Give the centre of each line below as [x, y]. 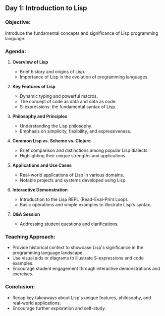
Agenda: [16, 51]
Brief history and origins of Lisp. [53, 71]
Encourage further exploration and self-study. [59, 308]
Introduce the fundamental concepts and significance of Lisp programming [82, 33]
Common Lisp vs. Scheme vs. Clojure [52, 140]
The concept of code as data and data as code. [68, 101]
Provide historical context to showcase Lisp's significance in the [78, 248]
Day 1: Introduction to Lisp [46, 8]
